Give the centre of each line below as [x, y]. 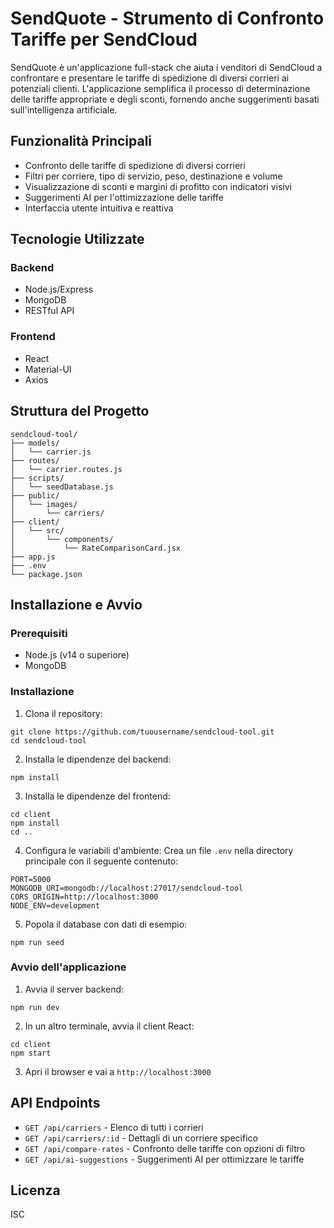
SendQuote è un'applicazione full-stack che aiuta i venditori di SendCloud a [166, 67]
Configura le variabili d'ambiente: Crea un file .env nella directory [159, 850]
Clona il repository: [63, 713]
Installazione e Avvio [76, 604]
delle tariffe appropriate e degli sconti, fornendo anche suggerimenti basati [165, 99]
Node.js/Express [58, 289]
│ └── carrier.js [51, 452]
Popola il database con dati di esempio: [106, 924]
